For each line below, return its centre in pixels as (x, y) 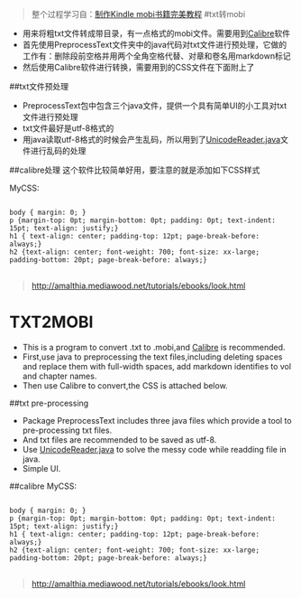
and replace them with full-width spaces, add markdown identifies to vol (156, 366)
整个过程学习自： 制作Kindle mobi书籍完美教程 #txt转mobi (138, 14)
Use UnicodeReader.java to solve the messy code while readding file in (154, 449)
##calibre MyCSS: (43, 486)
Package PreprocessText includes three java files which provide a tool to (157, 420)
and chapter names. (59, 376)
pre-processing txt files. (67, 430)
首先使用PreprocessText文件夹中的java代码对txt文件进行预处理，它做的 (154, 45)
